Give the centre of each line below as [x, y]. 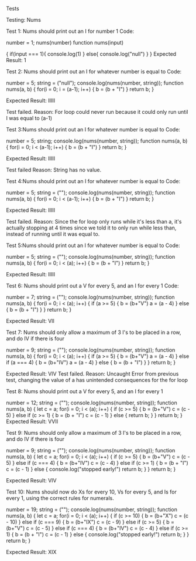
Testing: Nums [23, 20]
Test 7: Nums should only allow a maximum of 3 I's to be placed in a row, [94, 332]
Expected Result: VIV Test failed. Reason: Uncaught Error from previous [92, 374]
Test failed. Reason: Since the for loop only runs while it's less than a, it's [94, 222]
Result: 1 [16, 60]
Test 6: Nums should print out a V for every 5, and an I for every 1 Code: [93, 286]
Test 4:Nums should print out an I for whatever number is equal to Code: [93, 181]
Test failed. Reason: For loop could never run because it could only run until [97, 112]
